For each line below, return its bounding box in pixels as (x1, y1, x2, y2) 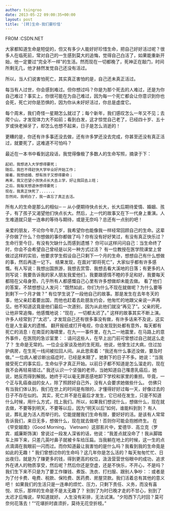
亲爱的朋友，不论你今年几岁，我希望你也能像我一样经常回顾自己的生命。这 (5, 227, 160, 234)
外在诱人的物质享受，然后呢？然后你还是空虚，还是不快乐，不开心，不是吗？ (5, 462, 165, 468)
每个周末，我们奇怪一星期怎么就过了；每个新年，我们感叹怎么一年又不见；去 (5, 110, 165, 116)
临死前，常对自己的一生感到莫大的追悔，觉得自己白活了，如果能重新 (18, 52, 160, 58)
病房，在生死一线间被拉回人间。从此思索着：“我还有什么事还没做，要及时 (9, 348, 163, 354)
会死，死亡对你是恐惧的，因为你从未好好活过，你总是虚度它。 (5, 100, 134, 106)
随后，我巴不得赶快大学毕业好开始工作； (5, 167, 77, 173)
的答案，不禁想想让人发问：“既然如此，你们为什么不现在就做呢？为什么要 (5, 284, 158, 291)
